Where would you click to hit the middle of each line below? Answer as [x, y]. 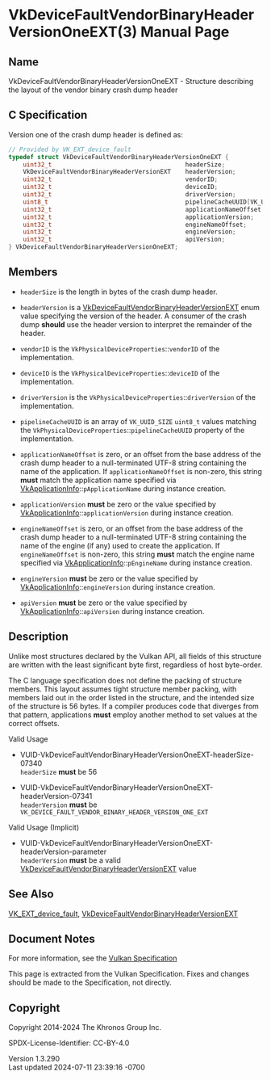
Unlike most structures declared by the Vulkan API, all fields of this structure [135, 656]
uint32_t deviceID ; [121, 187]
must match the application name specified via [98, 480]
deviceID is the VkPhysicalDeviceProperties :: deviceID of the [120, 372]
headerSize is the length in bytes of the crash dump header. [119, 292]
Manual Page [185, 32]
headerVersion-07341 [56, 796]
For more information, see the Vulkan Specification [93, 958]
